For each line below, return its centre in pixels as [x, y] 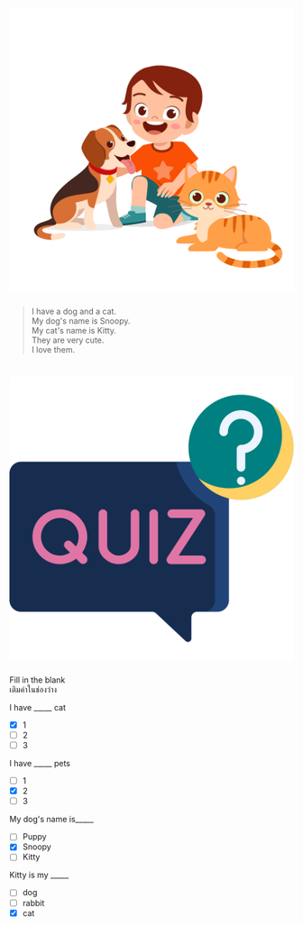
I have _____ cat [37, 707]
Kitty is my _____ [39, 875]
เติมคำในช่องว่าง [33, 689]
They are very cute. [68, 340]
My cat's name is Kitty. [74, 330]
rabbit [33, 903]
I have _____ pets [40, 764]
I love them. [53, 349]
